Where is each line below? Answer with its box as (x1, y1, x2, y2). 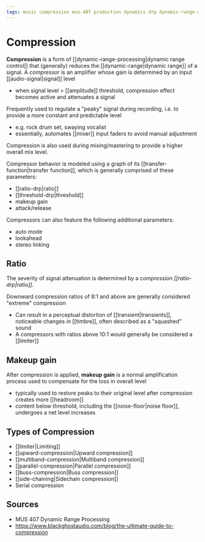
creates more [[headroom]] (15, 396, 84, 403)
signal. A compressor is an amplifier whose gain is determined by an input (6, 68, 192, 76)
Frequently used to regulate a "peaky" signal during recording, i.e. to (6, 105, 179, 112)
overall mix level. (6, 148, 49, 156)
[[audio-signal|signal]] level (6, 74, 76, 82)
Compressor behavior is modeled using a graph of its (6, 160, 140, 167)
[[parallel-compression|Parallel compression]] (15, 462, 131, 469)
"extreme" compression (6, 300, 66, 307)
